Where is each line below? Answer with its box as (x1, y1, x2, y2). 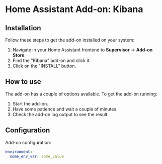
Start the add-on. (12, 100, 49, 106)
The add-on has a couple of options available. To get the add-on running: (5, 91, 157, 97)
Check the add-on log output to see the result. (12, 111, 109, 117)
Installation (5, 24, 41, 32)
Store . (12, 52, 26, 58)
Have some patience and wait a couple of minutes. (12, 106, 118, 112)
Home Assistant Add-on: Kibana (5, 4, 143, 15)
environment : (5, 149, 33, 154)
